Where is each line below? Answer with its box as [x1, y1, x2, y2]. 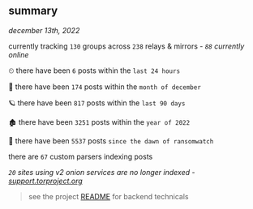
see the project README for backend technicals [28, 191, 189, 201]
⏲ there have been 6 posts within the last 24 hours [8, 66, 181, 75]
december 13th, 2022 [8, 25, 80, 35]
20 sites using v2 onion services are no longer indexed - [8, 167, 195, 177]
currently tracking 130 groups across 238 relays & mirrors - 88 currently [8, 41, 245, 51]
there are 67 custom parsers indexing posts [8, 151, 153, 161]
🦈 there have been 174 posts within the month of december [8, 82, 201, 92]
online [8, 49, 29, 59]
